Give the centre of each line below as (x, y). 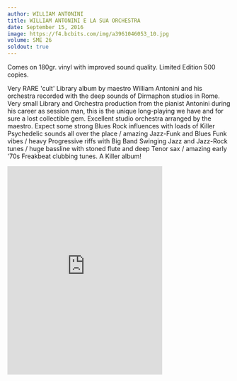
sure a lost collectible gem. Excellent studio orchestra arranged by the (109, 118)
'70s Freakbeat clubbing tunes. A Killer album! (74, 156)
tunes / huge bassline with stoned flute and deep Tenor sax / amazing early (117, 149)
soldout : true (28, 47)
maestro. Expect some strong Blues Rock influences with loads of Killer (111, 126)
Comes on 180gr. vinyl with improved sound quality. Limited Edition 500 (111, 67)
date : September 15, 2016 (45, 27)
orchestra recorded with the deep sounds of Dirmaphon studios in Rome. (114, 96)
